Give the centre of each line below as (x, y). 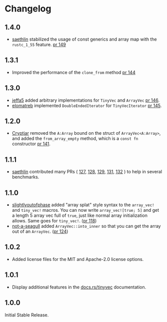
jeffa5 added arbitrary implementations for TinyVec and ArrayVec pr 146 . (86, 100)
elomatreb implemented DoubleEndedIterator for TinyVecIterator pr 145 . (87, 105)
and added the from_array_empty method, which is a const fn (75, 139)
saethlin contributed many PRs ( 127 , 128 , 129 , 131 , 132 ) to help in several (87, 172)
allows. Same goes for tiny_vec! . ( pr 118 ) (54, 221)
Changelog (28, 9)
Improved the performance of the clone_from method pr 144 (73, 72)
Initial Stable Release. (27, 315)
